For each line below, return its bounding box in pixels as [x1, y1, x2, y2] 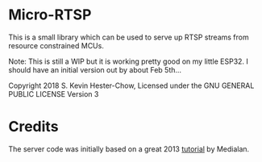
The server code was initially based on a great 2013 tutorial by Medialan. [8, 143, 250, 154]
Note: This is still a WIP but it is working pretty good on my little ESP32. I [8, 56, 248, 66]
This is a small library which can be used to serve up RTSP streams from [8, 32, 249, 42]
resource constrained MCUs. [8, 40, 105, 50]
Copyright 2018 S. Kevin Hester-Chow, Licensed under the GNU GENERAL [8, 81, 255, 90]
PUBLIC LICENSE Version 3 [8, 89, 99, 98]
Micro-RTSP [8, 6, 92, 24]
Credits [8, 118, 59, 136]
